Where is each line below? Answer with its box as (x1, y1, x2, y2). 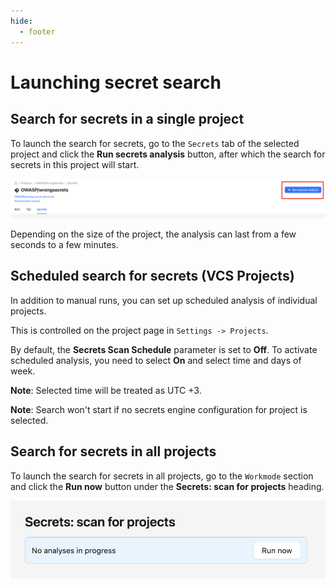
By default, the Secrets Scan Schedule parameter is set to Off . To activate (10, 343, 318, 355)
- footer (19, 26, 56, 37)
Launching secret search (10, 71, 222, 94)
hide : (10, 16, 33, 26)
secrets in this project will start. (10, 158, 140, 170)
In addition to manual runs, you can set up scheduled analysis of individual (10, 294, 318, 306)
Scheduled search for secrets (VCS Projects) (10, 268, 295, 285)
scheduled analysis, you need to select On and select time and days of (10, 354, 302, 366)
